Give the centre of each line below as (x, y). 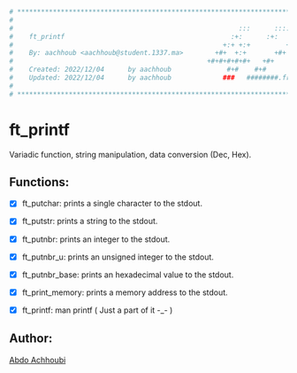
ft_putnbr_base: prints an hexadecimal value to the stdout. (128, 275)
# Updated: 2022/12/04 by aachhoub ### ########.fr (150, 78)
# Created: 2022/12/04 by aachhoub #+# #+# (138, 70)
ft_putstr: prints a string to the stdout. (90, 221)
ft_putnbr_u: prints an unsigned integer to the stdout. (118, 257)
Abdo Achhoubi (38, 360)
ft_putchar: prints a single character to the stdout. (112, 204)
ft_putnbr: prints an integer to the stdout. (96, 239)
